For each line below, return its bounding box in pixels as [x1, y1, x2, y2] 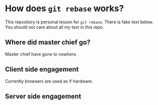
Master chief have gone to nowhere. [5, 51, 78, 57]
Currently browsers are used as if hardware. [5, 78, 94, 84]
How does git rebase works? [5, 3, 124, 14]
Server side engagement [5, 92, 81, 100]
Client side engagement [5, 65, 79, 73]
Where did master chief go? [5, 38, 91, 47]
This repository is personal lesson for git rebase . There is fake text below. [5, 19, 154, 25]
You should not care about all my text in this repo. [5, 24, 104, 30]
